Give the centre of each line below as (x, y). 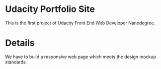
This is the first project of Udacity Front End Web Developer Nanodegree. (80, 23)
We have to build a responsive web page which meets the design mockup (81, 57)
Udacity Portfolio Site (50, 9)
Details (20, 43)
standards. (16, 62)
